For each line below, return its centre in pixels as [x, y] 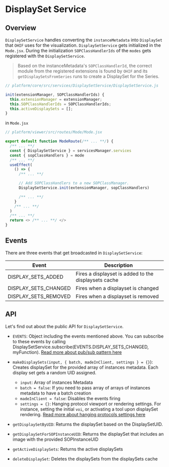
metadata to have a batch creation [56, 393]
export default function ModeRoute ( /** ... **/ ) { [59, 141]
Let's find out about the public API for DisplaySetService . [64, 326]
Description [118, 265]
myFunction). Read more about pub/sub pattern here [67, 352]
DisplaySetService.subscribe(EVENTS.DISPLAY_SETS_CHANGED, [81, 347]
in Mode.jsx [17, 123]
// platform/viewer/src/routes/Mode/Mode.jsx [54, 132]
